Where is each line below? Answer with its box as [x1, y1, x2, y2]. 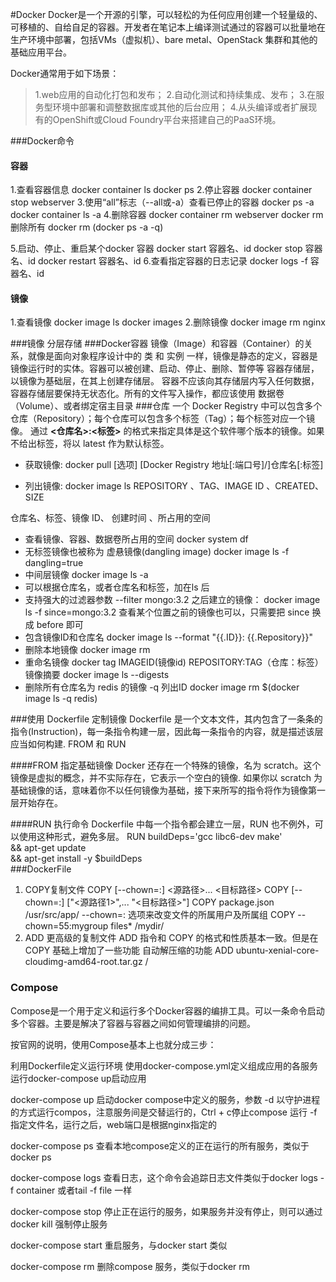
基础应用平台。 [10, 46, 72, 58]
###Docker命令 [10, 135, 75, 147]
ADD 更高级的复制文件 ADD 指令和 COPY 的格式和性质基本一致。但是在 [24, 932, 319, 944]
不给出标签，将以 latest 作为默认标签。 [10, 438, 170, 450]
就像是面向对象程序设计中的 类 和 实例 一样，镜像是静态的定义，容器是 [27, 350, 318, 362]
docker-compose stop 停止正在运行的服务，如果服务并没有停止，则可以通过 [10, 1205, 323, 1217]
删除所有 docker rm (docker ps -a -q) [10, 221, 164, 233]
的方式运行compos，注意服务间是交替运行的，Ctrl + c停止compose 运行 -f [10, 1106, 318, 1118]
